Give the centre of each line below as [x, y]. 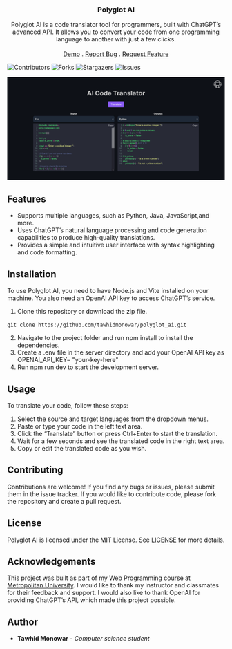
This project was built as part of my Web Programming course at [99, 578]
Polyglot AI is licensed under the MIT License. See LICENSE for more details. [116, 540]
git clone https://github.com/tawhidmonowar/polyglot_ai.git [97, 325]
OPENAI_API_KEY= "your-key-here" [68, 360]
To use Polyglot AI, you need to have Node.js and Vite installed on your [108, 291]
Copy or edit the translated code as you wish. [82, 448]
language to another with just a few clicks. [116, 39]
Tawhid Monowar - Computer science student [83, 639]
